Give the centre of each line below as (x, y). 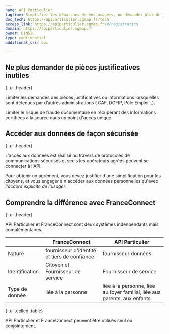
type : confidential (26, 38)
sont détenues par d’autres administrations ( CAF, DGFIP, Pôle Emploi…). (80, 103)
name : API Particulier (29, 10)
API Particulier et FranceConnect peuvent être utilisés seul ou (69, 321)
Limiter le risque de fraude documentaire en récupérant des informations (81, 112)
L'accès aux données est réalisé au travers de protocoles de (68, 155)
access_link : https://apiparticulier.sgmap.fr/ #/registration (72, 24)
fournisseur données (127, 254)
